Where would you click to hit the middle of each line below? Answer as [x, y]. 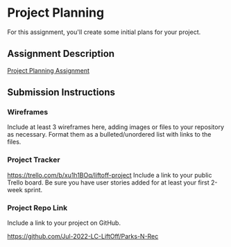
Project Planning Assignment [49, 70]
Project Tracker [34, 160]
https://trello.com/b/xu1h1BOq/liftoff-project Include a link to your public [110, 175]
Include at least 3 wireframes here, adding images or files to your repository [115, 127]
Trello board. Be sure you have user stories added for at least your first [108, 182]
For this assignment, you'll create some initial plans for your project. [104, 32]
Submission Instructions [61, 93]
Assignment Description [61, 54]
